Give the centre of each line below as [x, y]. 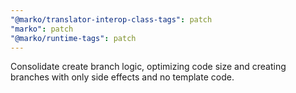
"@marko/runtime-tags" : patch [73, 38]
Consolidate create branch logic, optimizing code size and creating [148, 67]
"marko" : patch [42, 29]
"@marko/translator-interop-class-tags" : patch [111, 19]
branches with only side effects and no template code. [122, 77]
